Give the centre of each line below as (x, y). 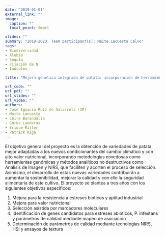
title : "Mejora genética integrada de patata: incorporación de (72, 78)
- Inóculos (16, 69)
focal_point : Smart (29, 28)
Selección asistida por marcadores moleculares (60, 208)
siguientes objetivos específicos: (38, 188)
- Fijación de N (22, 64)
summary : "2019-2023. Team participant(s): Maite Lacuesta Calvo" (74, 42)
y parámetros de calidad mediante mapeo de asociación (69, 218)
